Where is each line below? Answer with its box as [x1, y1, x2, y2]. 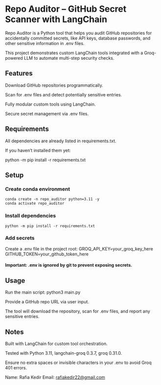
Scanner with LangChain [5, 14, 108, 25]
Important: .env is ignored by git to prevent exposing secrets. [5, 262, 133, 268]
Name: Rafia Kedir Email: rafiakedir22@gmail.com [5, 374, 105, 380]
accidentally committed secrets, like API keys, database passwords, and [5, 35, 151, 41]
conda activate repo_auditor [5, 201, 65, 206]
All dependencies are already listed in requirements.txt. [5, 138, 116, 144]
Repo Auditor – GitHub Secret [5, 3, 127, 15]
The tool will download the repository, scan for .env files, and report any [5, 308, 150, 314]
